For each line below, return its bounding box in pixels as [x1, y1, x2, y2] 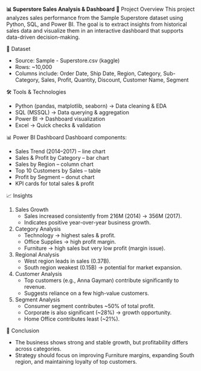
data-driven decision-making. [6, 33, 80, 41]
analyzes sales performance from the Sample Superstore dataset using [6, 15, 183, 21]
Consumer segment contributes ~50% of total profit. [24, 303, 155, 309]
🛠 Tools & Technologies [6, 88, 66, 96]
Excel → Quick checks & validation [14, 122, 101, 129]
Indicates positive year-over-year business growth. [24, 219, 151, 226]
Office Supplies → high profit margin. [24, 238, 116, 245]
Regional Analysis [14, 251, 59, 258]
